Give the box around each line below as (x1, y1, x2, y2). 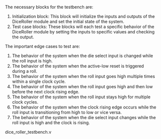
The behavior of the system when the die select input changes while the (12, 115, 156, 120)
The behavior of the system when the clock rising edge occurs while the (12, 104, 156, 110)
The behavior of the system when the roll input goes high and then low (12, 84, 153, 89)
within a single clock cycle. (12, 78, 66, 84)
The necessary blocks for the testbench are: (5, 4, 93, 10)
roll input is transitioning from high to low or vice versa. (12, 109, 122, 115)
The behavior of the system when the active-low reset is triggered (12, 63, 144, 69)
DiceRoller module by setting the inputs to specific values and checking (12, 29, 155, 34)
